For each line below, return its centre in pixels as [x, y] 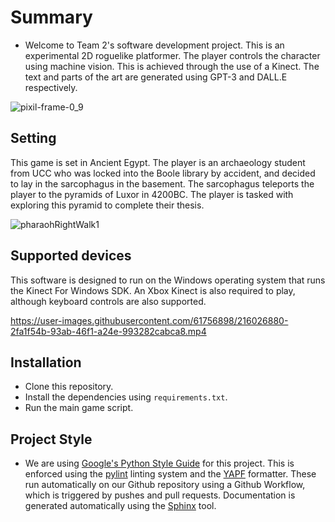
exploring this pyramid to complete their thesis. [107, 205]
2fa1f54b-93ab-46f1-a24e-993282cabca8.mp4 [108, 331]
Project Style [51, 439]
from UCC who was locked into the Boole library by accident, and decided [163, 173]
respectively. [51, 87]
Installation [46, 362]
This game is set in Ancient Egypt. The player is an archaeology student [158, 162]
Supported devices [71, 256]
